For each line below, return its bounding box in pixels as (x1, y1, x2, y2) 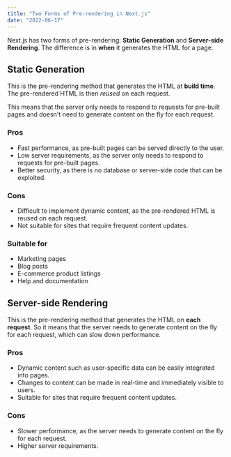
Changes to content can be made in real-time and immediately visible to (17, 378, 224, 387)
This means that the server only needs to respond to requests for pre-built (7, 103, 221, 112)
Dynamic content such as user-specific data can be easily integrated (17, 364, 215, 372)
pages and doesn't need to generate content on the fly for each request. (7, 110, 215, 119)
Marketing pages (17, 255, 66, 263)
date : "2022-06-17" (7, 17, 64, 24)
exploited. (17, 173, 47, 181)
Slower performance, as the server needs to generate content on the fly (17, 426, 224, 435)
